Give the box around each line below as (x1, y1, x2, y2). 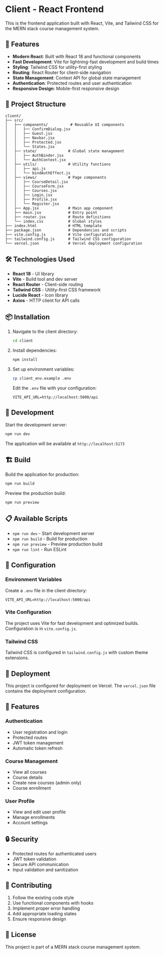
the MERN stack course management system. (5, 25, 100, 31)
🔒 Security (5, 835, 39, 843)
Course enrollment (12, 785, 51, 791)
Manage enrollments (12, 814, 55, 820)
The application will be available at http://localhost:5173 (5, 441, 125, 447)
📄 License (5, 930, 37, 939)
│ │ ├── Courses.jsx (5, 188, 57, 193)
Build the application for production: (5, 471, 79, 478)
